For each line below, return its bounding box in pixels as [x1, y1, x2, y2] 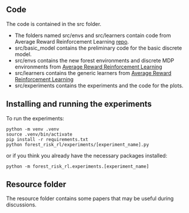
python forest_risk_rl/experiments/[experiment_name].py [6, 142, 149, 148]
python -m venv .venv [6, 126, 60, 132]
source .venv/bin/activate [6, 131, 73, 137]
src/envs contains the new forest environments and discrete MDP [14, 57, 174, 64]
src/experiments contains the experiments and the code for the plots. [14, 82, 184, 89]
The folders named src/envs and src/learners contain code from [14, 32, 171, 39]
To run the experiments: [6, 114, 64, 122]
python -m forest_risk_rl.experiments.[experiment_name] [6, 163, 149, 169]
